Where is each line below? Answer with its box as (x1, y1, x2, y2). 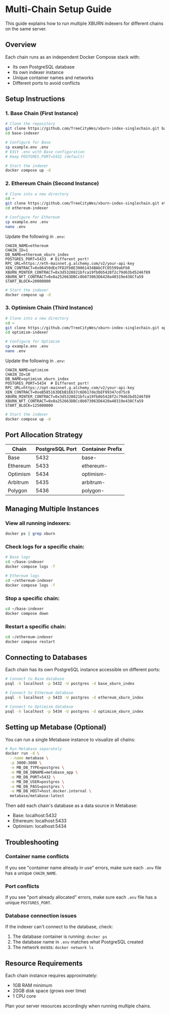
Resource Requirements (5, 959, 83, 967)
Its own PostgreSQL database (12, 63, 75, 69)
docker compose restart (5, 639, 56, 644)
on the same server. (5, 25, 47, 31)
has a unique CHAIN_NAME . (5, 870, 57, 876)
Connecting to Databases (5, 653, 88, 662)
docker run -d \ (5, 751, 39, 756)
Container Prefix (81, 445, 122, 452)
